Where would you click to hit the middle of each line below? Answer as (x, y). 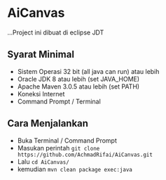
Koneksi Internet (41, 94)
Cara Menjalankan (48, 123)
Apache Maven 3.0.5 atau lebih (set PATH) (78, 86)
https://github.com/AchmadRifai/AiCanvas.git (85, 155)
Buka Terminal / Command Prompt (67, 140)
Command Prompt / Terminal (59, 101)
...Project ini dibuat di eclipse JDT (56, 32)
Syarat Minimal (41, 54)
